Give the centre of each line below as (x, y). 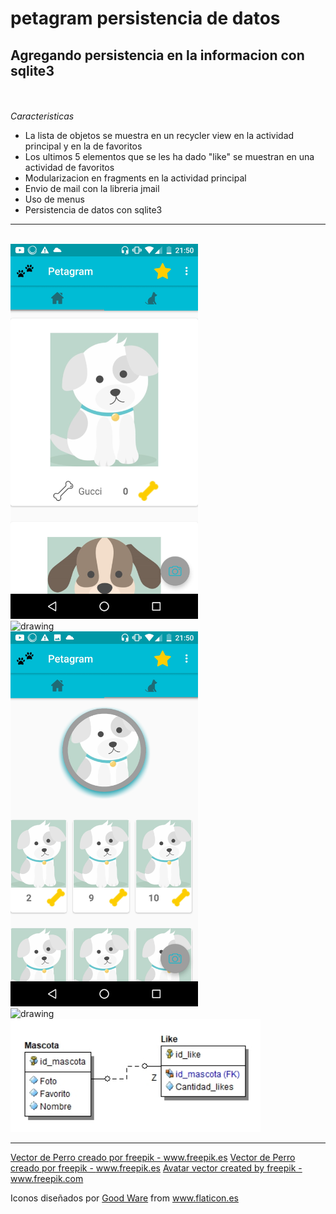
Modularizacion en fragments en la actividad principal (135, 178)
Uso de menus (54, 199)
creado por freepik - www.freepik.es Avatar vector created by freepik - (156, 1168)
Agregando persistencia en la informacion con (157, 55)
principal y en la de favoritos (83, 146)
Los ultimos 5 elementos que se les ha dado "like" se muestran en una (169, 156)
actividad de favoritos (69, 167)
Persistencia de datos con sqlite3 (93, 210)
